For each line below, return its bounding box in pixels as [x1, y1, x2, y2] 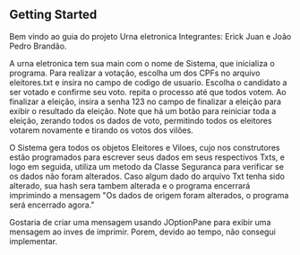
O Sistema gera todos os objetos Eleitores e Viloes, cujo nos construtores [9, 142, 280, 153]
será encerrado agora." [9, 199, 96, 210]
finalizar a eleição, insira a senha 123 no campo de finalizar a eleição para [9, 96, 282, 107]
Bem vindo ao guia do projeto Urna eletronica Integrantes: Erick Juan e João [9, 31, 292, 41]
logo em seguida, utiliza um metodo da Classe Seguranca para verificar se [9, 161, 285, 171]
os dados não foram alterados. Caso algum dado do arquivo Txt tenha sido [9, 171, 285, 181]
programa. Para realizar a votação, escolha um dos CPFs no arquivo [9, 67, 261, 78]
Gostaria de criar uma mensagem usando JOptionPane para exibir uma [9, 216, 271, 227]
